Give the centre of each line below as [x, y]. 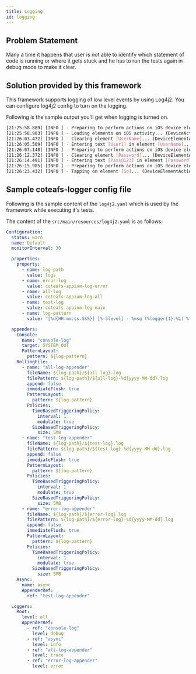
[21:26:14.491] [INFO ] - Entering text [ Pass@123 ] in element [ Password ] [99, 161]
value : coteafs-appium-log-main [66, 308]
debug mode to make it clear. [41, 67]
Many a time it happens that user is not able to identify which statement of [95, 55]
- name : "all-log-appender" [56, 367]
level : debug [48, 633]
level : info [46, 644]
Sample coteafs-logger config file [69, 190]
